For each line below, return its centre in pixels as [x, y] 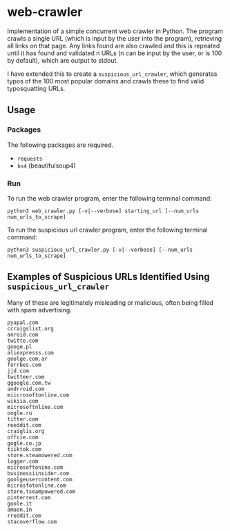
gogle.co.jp [24, 443]
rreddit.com [24, 515]
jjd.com [18, 371]
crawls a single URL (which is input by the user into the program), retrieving [115, 38]
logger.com [23, 461]
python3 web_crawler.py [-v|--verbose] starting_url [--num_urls [103, 211]
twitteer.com [26, 377]
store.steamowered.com [40, 455]
